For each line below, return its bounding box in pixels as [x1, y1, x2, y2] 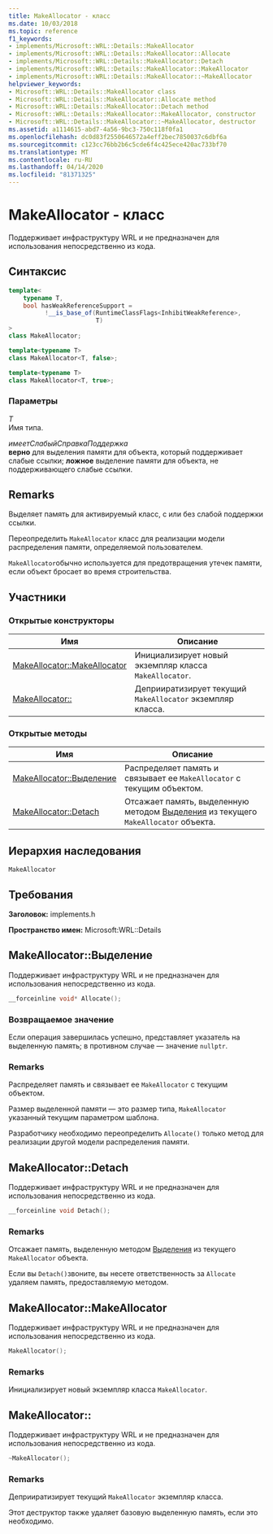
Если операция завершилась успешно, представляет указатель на [8, 1032, 240, 1042]
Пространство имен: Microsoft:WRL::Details [8, 925, 162, 935]
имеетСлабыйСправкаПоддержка [8, 438, 128, 448]
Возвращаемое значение [8, 1013, 115, 1025]
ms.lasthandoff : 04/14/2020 [8, 163, 104, 172]
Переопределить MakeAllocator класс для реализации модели [8, 534, 225, 543]
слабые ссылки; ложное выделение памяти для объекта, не [8, 455, 219, 465]
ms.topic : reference [8, 27, 79, 35]
